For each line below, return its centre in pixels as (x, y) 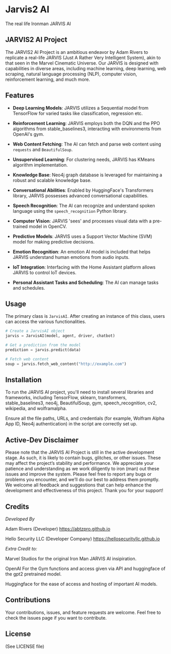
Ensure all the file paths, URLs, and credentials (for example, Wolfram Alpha (85, 418)
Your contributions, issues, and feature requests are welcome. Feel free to (83, 612)
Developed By (20, 519)
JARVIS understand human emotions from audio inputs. (71, 257)
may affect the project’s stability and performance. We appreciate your (80, 463)
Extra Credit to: (21, 549)
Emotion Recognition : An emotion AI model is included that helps (81, 252)
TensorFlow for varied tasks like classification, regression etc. (78, 113)
